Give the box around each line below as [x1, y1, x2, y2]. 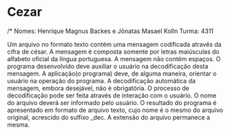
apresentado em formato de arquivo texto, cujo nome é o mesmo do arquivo [7, 106, 224, 114]
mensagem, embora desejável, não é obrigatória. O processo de [7, 84, 189, 92]
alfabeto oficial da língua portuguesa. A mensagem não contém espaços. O [7, 54, 221, 63]
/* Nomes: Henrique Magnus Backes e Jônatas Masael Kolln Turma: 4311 [7, 27, 214, 35]
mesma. [7, 120, 30, 129]
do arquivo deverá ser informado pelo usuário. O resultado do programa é [7, 98, 217, 107]
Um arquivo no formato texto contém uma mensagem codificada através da [7, 40, 222, 48]
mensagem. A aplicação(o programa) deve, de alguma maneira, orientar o [7, 69, 217, 78]
